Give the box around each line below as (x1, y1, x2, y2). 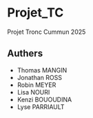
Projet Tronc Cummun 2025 (7, 28, 86, 36)
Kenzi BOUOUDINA (17, 95, 72, 104)
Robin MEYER (17, 81, 56, 89)
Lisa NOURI (17, 88, 50, 96)
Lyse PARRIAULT (17, 102, 65, 111)
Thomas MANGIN (17, 66, 68, 74)
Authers (7, 48, 43, 59)
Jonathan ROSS (17, 73, 62, 81)
